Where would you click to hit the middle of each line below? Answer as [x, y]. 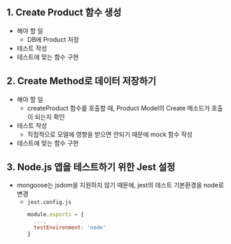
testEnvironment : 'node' [70, 228]
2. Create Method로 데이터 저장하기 [82, 81]
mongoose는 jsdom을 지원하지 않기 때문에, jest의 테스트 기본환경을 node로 [120, 185]
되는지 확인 [50, 117]
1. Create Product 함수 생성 [64, 13]
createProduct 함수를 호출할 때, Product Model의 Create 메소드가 [119, 108]
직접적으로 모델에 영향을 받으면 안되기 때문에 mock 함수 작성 [110, 134]
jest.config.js [49, 202]
